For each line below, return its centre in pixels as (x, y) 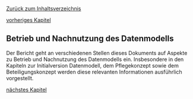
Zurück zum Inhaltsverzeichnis (44, 9)
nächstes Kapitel (26, 90)
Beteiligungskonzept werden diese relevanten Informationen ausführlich (94, 72)
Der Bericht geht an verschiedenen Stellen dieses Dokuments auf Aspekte (97, 53)
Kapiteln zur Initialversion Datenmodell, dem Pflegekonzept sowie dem (93, 65)
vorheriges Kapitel (29, 20)
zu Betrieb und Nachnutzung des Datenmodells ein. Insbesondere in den (95, 59)
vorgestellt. (20, 78)
